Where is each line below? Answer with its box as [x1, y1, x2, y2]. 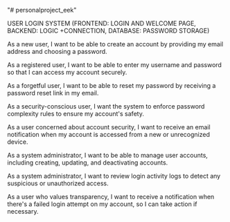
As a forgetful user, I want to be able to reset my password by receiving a [7, 82, 216, 89]
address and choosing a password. [7, 48, 107, 55]
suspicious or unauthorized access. [7, 179, 109, 187]
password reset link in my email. [7, 89, 99, 97]
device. [7, 138, 28, 146]
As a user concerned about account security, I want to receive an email [7, 123, 211, 131]
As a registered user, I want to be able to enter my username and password [7, 61, 222, 68]
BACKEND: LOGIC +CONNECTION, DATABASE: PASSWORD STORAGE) [7, 27, 210, 35]
